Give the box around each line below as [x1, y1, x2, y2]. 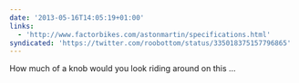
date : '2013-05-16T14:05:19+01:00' [9, 13, 145, 23]
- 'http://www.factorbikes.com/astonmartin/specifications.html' [17, 30, 272, 39]
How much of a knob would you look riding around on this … [9, 63, 236, 74]
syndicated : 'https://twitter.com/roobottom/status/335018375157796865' [9, 38, 292, 48]
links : [9, 22, 35, 31]
